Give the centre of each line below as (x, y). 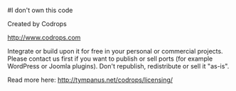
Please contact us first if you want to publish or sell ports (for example (110, 59)
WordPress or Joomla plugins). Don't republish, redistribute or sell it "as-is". (118, 66)
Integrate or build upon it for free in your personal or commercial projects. (115, 51)
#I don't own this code (40, 10)
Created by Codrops (37, 24)
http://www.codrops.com (44, 37)
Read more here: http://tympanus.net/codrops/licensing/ (90, 80)
